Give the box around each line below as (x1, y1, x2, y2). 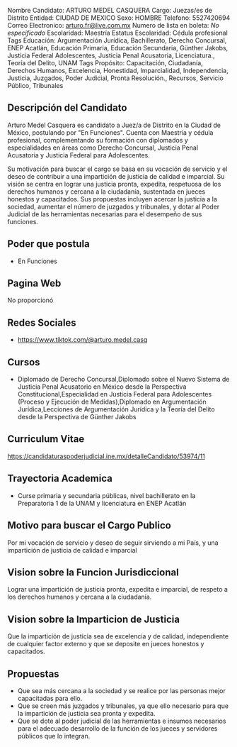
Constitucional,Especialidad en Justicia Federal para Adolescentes (17, 390, 212, 399)
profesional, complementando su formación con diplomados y (7, 135, 189, 144)
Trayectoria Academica (7, 472, 113, 485)
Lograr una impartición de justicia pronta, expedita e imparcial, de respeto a (7, 585, 229, 594)
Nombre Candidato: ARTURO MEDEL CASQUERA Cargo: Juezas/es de (7, 6, 212, 14)
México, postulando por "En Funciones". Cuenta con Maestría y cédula (7, 128, 214, 137)
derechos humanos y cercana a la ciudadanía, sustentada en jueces (7, 187, 206, 196)
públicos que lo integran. (17, 731, 91, 740)
